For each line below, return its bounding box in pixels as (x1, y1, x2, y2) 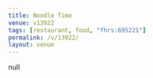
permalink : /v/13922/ (8, 33, 80, 42)
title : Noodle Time (8, 11, 73, 20)
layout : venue (8, 41, 55, 49)
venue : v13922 (8, 19, 55, 27)
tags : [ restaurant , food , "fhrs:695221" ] (8, 26, 147, 34)
